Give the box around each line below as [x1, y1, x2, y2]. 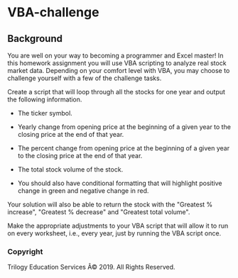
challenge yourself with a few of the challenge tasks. [7, 74, 162, 82]
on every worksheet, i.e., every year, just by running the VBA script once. [7, 229, 222, 238]
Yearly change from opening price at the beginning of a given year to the [17, 123, 231, 131]
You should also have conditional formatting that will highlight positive [17, 179, 222, 187]
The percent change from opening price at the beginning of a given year [17, 144, 229, 152]
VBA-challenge [7, 4, 99, 21]
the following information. [7, 95, 82, 104]
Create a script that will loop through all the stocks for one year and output [7, 88, 226, 96]
